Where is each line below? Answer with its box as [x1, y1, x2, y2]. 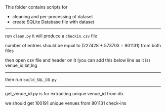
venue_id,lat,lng [5, 62, 38, 68]
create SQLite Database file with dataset [12, 19, 95, 25]
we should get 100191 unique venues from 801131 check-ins [5, 100, 126, 106]
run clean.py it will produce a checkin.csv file [5, 33, 98, 39]
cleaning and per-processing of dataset [12, 14, 93, 19]
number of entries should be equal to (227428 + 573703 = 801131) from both [5, 43, 162, 48]
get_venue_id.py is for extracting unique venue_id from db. [5, 91, 124, 96]
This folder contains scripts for [5, 4, 68, 10]
